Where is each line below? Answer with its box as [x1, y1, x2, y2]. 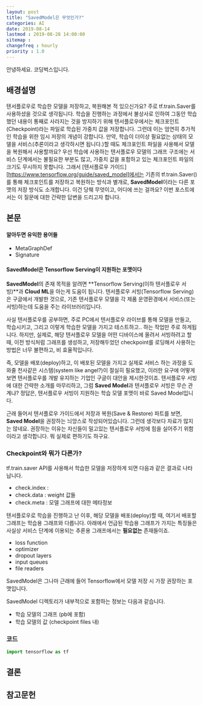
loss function [15, 539, 48, 546]
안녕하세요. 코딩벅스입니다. [6, 65, 70, 73]
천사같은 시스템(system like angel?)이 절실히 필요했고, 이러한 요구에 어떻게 [17, 367, 195, 374]
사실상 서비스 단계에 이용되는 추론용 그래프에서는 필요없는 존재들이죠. [6, 527, 170, 534]
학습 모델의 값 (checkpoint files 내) [15, 618, 99, 625]
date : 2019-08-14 [6, 25, 50, 32]
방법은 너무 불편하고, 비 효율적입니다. [6, 346, 94, 353]
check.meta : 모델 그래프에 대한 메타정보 [15, 498, 113, 506]
